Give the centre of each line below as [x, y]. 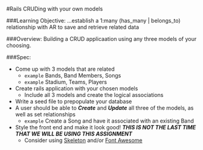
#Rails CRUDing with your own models [55, 9]
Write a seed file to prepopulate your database [73, 101]
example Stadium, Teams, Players [66, 82]
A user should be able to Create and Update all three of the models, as [104, 108]
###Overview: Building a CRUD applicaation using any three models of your [101, 39]
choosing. [19, 45]
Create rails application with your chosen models [77, 88]
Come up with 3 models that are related [65, 69]
